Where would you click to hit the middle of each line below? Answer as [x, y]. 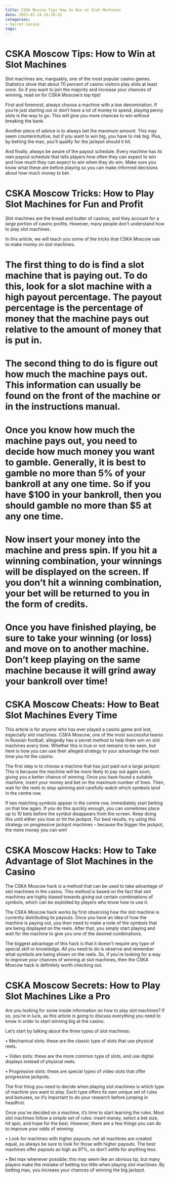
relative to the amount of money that [83, 330]
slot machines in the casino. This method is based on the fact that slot [78, 891]
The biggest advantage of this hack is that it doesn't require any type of [80, 943]
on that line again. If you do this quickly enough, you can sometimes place [82, 808]
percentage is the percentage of [74, 308]
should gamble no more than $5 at [78, 505]
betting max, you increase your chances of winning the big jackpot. [75, 1170]
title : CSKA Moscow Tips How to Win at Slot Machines [63, 10]
